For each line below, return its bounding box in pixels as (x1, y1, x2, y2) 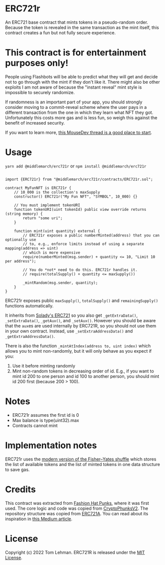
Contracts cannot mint (12, 422, 58, 429)
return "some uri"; (23, 215, 63, 221)
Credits (5, 484, 36, 495)
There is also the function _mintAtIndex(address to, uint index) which (5, 343, 151, 349)
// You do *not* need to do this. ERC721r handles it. (23, 267, 138, 272)
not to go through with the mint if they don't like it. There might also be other (5, 79, 160, 85)
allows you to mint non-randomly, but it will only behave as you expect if (5, 348, 152, 354)
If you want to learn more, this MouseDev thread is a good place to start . (5, 129, 152, 135)
